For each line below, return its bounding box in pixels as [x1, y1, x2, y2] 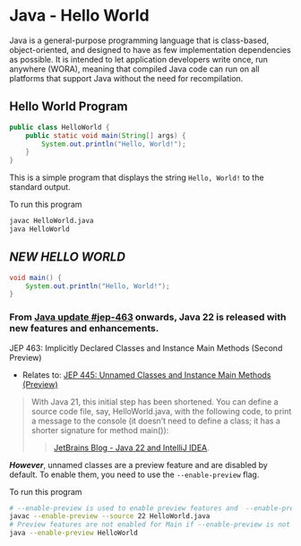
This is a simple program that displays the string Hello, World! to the [9, 172, 264, 183]
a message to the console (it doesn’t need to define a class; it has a [30, 415, 280, 426]
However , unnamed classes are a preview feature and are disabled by [9, 459, 269, 470]
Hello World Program [9, 99, 128, 115]
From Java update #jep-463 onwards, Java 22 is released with [9, 311, 287, 323]
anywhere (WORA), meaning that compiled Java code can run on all [9, 64, 260, 74]
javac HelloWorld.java [9, 217, 94, 226]
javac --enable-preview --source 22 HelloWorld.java [9, 512, 211, 521]
